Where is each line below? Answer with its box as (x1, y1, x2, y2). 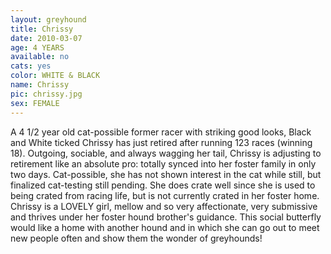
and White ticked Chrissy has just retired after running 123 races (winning (10, 136, 313, 148)
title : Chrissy (10, 24, 74, 34)
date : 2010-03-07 (10, 33, 83, 43)
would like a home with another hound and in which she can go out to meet (10, 221, 320, 233)
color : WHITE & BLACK (10, 71, 101, 81)
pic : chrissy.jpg (10, 89, 83, 99)
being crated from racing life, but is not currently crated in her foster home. (10, 189, 320, 201)
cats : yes (10, 61, 52, 71)
